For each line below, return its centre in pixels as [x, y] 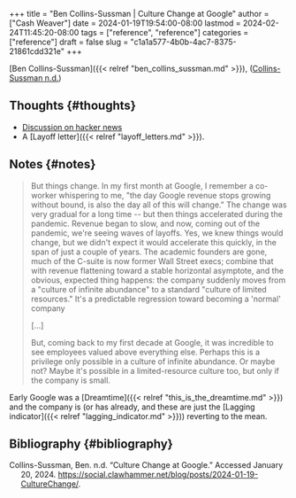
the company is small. [70, 380]
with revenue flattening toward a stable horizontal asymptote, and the [157, 270]
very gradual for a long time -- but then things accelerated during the [156, 214]
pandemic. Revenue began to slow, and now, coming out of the [145, 223]
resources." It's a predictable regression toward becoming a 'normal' [156, 299]
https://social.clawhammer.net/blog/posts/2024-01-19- [158, 475]
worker [44, 195]
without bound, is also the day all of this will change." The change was [159, 205]
